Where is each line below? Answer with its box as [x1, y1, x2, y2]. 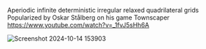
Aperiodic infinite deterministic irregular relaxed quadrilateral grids [7, 6, 199, 14]
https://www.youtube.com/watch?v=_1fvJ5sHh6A [7, 21, 149, 29]
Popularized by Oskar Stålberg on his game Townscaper [7, 13, 170, 22]
